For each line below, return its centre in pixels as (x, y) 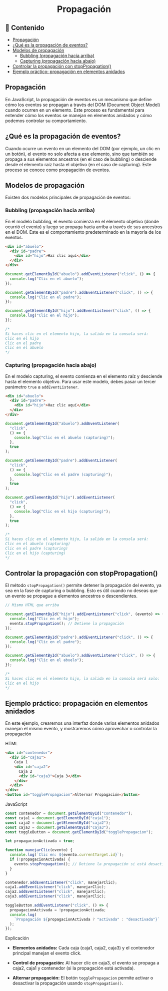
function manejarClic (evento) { (39, 850)
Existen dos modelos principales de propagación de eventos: (68, 197)
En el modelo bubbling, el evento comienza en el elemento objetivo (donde (82, 221)
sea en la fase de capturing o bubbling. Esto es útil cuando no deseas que (81, 591)
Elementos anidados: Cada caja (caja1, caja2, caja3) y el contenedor (83, 948)
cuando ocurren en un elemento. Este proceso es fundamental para (75, 110)
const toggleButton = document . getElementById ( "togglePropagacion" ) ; (79, 832)
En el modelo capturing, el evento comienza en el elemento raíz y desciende (84, 376)
